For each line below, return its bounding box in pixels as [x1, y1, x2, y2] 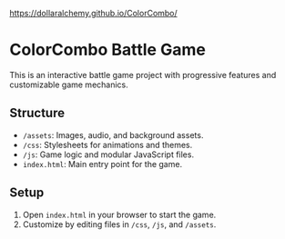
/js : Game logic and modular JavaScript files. [22, 149, 194, 160]
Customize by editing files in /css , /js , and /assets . [22, 218, 217, 230]
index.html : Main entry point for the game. [22, 158, 183, 169]
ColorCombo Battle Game [9, 40, 207, 60]
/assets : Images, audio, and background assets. [22, 129, 204, 140]
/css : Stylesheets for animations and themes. [22, 139, 193, 150]
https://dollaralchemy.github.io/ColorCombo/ [9, 8, 178, 18]
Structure [9, 105, 66, 121]
